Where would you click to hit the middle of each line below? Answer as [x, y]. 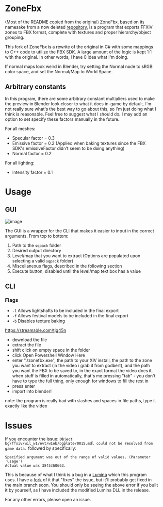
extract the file [26, 345]
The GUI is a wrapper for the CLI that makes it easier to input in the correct [80, 230]
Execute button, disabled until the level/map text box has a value [76, 271]
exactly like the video [26, 406]
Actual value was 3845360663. [36, 466]
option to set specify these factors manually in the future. [62, 119]
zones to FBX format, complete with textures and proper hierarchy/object [78, 32]
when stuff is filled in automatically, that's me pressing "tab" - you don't [84, 376]
